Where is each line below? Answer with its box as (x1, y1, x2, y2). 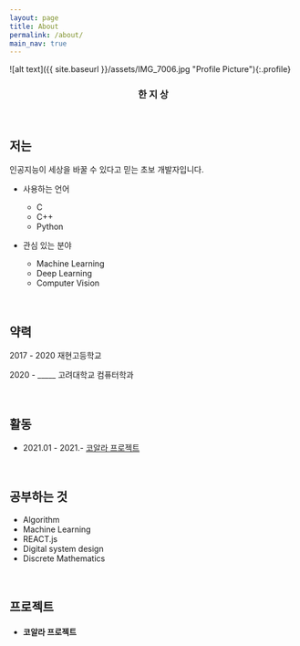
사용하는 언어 (22, 183, 70, 194)
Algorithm (22, 514, 60, 525)
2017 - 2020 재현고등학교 (9, 350, 102, 361)
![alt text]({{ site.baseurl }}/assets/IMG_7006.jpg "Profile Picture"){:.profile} (9, 64, 292, 75)
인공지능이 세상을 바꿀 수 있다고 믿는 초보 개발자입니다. (9, 164, 204, 175)
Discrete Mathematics (22, 553, 106, 564)
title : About (9, 22, 59, 31)
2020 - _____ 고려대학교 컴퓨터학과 (9, 370, 134, 380)
